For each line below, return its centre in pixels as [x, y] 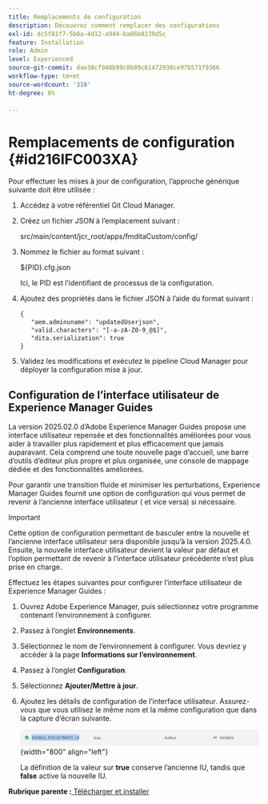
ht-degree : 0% [32, 93]
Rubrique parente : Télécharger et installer [79, 792]
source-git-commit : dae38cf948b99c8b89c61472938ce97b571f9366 [114, 68]
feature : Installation [46, 42]
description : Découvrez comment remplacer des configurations [114, 25]
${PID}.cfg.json [45, 268]
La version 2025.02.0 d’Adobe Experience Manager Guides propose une [127, 427]
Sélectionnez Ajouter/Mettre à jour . [79, 686]
